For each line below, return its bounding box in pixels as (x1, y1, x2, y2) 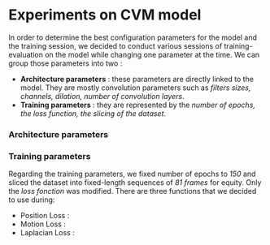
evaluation (8, 49, 43, 59)
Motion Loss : (20, 219, 67, 229)
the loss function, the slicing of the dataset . (20, 108, 167, 118)
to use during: (8, 195, 55, 204)
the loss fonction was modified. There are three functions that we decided (8, 187, 257, 196)
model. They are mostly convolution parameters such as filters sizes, (20, 83, 251, 92)
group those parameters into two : (8, 58, 123, 68)
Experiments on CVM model (8, 6, 202, 24)
